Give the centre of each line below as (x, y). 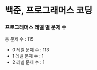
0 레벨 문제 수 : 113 (31, 50)
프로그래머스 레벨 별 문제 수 (36, 27)
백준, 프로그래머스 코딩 (49, 10)
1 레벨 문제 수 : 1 (28, 56)
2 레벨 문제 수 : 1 (28, 62)
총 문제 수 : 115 (19, 39)
